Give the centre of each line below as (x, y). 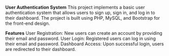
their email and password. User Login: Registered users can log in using (81, 38)
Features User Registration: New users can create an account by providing (84, 33)
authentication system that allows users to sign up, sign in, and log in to (80, 13)
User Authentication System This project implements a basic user (75, 7)
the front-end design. (27, 23)
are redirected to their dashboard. (41, 49)
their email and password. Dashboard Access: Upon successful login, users (84, 44)
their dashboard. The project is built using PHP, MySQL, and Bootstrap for (83, 18)
